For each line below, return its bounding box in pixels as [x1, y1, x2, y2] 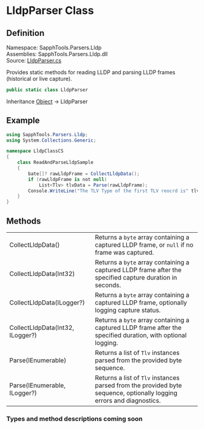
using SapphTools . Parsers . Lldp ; [6, 131, 88, 137]
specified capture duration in [95, 273, 177, 281]
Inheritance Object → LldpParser [6, 98, 88, 105]
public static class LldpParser [6, 87, 88, 93]
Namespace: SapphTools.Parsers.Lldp [6, 44, 102, 51]
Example [6, 115, 40, 126]
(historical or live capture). [6, 75, 72, 82]
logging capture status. [95, 306, 161, 314]
